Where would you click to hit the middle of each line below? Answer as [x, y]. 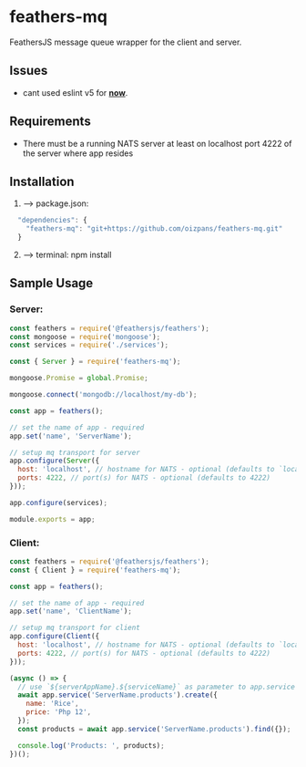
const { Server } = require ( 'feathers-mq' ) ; [95, 362]
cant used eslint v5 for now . [75, 92]
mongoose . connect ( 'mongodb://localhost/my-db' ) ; [103, 395]
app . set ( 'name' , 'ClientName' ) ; [71, 612]
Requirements [50, 122]
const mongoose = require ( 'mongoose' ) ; [85, 337]
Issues [29, 71]
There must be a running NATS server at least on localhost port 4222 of [157, 143]
